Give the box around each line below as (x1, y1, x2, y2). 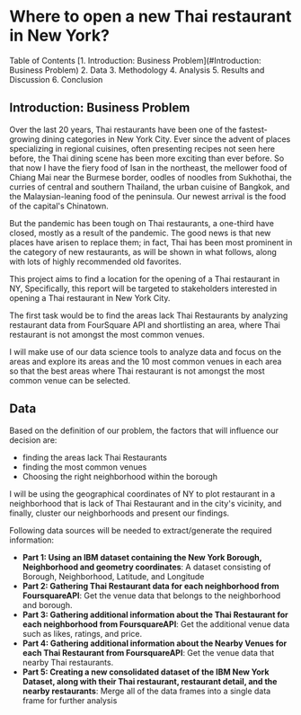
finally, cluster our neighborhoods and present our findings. (9, 508, 230, 518)
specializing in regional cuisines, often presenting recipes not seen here (9, 143, 276, 154)
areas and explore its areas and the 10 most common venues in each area (9, 356, 282, 366)
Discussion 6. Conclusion (9, 74, 103, 84)
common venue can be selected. (9, 375, 131, 385)
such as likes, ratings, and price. (22, 628, 143, 639)
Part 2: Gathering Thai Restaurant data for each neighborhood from (22, 580, 280, 591)
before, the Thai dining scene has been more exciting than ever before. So (9, 153, 285, 163)
